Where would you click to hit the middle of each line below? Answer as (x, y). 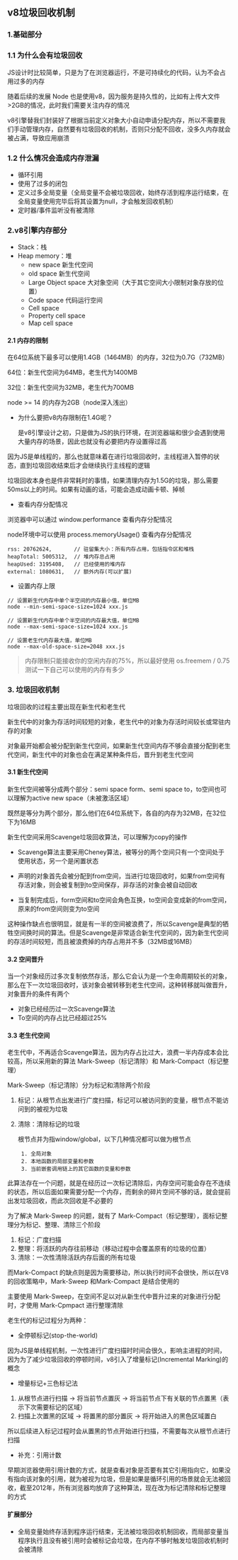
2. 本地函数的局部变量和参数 (57, 1162)
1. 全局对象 (36, 1154)
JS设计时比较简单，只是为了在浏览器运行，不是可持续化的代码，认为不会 (113, 72)
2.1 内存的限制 (28, 340)
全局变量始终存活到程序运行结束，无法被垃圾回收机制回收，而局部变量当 (123, 1531)
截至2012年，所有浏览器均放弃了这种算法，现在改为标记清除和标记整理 (123, 1488)
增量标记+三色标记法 (48, 1384)
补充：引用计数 (39, 1455)
